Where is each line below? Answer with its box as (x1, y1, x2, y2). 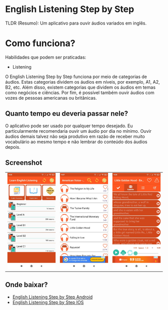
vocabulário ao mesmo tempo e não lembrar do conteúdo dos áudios (5, 139, 147, 145)
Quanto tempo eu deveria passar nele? (5, 109, 128, 118)
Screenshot (5, 159, 42, 167)
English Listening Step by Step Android (12, 294, 93, 300)
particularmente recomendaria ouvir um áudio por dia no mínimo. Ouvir (5, 128, 151, 134)
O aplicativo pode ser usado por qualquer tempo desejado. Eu (5, 123, 133, 129)
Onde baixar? (5, 280, 48, 289)
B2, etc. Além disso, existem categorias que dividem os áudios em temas (5, 84, 156, 90)
